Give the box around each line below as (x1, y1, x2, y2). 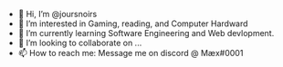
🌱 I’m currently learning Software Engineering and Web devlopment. (17, 28, 275, 38)
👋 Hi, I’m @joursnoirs (17, 9, 98, 19)
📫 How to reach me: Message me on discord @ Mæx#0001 (17, 48, 244, 58)
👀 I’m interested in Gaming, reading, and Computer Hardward (17, 18, 248, 29)
